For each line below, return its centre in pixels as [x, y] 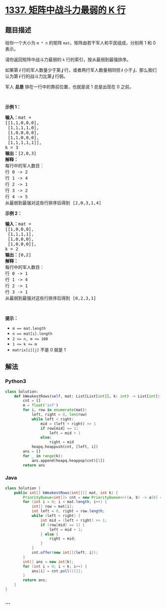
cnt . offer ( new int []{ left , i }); [65, 553]
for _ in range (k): [43, 456]
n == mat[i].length [32, 334]
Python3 [16, 381]
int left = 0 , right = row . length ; [68, 511]
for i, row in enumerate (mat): [55, 410]
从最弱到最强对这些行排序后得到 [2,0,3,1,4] [53, 203]
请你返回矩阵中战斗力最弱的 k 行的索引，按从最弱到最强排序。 [68, 59]
